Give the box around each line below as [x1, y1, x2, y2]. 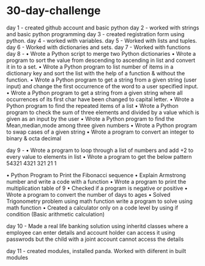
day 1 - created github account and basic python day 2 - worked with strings [6, 24, 199, 31]
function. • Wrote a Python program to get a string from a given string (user [6, 76, 197, 83]
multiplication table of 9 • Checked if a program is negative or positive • [6, 184, 188, 192]
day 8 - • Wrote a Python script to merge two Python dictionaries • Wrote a [6, 50, 196, 57]
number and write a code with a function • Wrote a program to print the [6, 178, 187, 185]
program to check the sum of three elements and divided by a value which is [6, 108, 199, 116]
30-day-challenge [6, 4, 101, 18]
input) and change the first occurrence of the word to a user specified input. [6, 82, 199, 89]
